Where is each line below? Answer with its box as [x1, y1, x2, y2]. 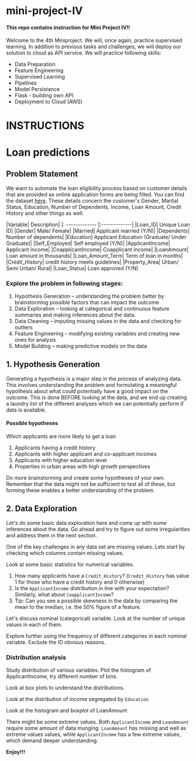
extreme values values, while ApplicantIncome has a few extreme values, [6, 731, 181, 738]
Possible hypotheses [6, 420, 59, 427]
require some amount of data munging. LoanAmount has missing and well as [6, 725, 186, 732]
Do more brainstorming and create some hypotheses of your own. [6, 474, 165, 481]
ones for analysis [14, 336, 56, 343]
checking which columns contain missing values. [6, 549, 124, 556]
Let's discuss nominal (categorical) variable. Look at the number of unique [6, 615, 185, 622]
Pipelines [14, 79, 37, 86]
